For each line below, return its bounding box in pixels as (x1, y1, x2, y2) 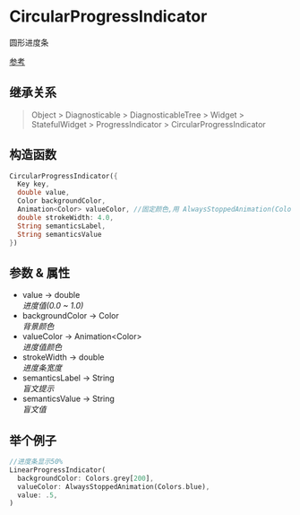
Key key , (17, 179, 50, 189)
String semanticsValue (17, 230, 102, 239)
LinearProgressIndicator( (9, 465, 106, 475)
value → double (21, 290, 81, 301)
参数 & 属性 (9, 265, 71, 280)
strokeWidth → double (21, 352, 105, 362)
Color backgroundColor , (17, 196, 106, 205)
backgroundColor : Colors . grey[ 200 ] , (17, 474, 154, 483)
